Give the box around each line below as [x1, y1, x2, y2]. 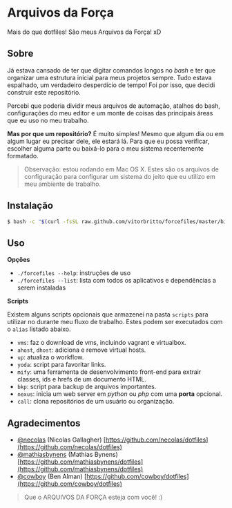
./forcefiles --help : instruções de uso [17, 269, 131, 277]
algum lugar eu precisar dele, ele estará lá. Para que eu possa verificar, [7, 137, 210, 145]
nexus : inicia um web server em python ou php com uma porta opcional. [17, 390, 223, 398]
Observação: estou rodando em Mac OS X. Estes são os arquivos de [23, 164, 219, 173]
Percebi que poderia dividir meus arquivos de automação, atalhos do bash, [7, 102, 221, 110]
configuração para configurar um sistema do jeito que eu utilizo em [23, 172, 216, 180]
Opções [7, 256, 30, 264]
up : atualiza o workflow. [17, 353, 84, 361]
